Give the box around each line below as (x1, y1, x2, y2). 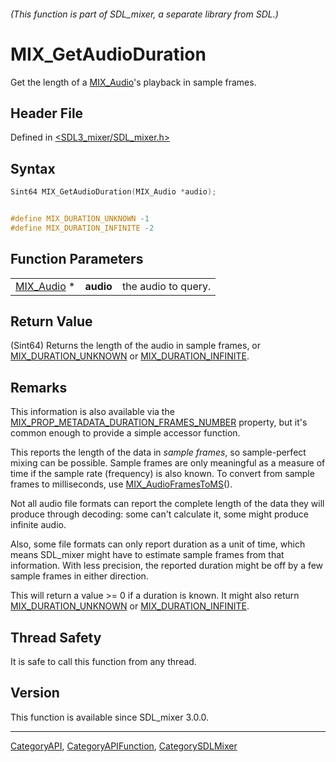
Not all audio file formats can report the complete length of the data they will (10, 498, 325, 510)
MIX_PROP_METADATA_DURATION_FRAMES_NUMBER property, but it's (10, 416, 308, 429)
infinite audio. (10, 519, 67, 531)
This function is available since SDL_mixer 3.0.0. (10, 711, 210, 723)
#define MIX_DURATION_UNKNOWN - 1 (10, 214, 150, 224)
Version (10, 685, 60, 702)
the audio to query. (121, 279, 212, 293)
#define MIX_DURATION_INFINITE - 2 (10, 223, 155, 233)
